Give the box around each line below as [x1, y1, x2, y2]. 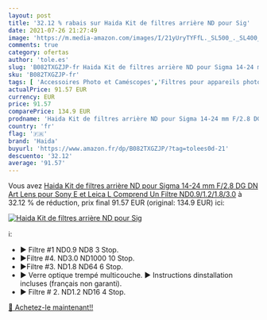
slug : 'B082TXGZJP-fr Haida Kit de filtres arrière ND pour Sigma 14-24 [8, 64, 254, 71]
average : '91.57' [8, 160, 66, 168]
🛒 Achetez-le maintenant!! [8, 303, 94, 312]
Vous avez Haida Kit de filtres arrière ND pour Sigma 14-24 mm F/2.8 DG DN [8, 181, 258, 191]
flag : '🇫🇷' [8, 129, 48, 137]
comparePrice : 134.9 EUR [8, 108, 91, 116]
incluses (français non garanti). [19, 279, 122, 288]
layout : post [8, 11, 52, 20]
